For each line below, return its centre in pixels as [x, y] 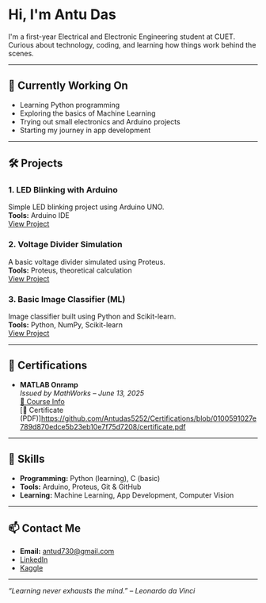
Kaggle [31, 568]
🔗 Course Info [42, 401]
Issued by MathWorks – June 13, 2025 [82, 393]
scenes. [21, 53]
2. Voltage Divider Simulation [65, 245]
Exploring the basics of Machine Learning [87, 113]
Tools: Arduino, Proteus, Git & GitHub [80, 487]
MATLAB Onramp [49, 384]
